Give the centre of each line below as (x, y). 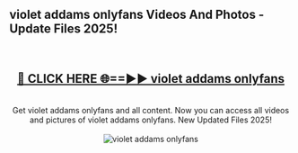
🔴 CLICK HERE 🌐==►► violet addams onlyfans (151, 79)
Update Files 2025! (64, 29)
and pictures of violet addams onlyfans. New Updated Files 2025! (151, 120)
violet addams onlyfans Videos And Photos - (137, 15)
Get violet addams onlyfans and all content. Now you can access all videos (151, 110)
